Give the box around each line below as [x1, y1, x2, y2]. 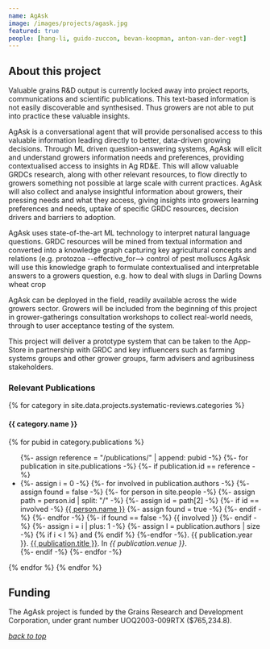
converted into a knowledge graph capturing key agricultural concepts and [8, 245, 257, 255]
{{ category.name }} [8, 418, 78, 428]
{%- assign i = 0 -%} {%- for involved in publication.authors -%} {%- [19, 478, 250, 488]
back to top [8, 631, 47, 641]
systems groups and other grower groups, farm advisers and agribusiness [8, 354, 255, 364]
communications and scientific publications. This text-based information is [8, 94, 256, 104]
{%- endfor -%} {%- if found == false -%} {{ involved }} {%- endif [31, 513, 252, 522]
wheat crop [8, 280, 47, 289]
